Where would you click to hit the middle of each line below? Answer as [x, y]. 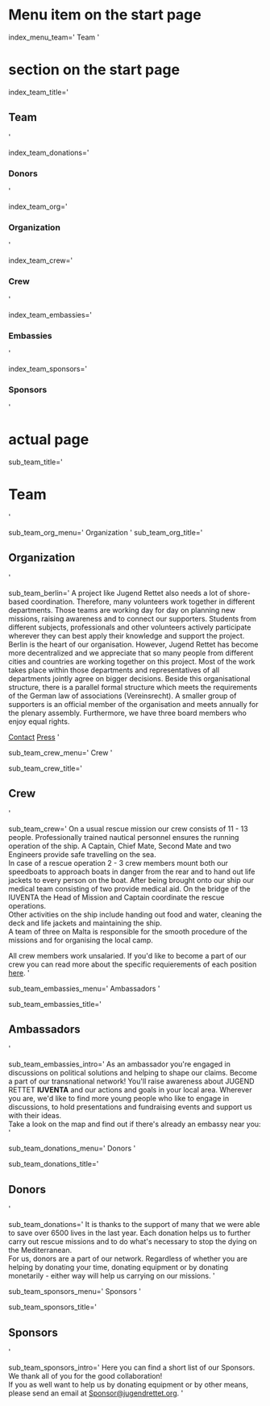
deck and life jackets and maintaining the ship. [85, 923]
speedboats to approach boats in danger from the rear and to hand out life [132, 871]
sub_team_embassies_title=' [55, 1004]
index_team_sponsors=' [48, 368]
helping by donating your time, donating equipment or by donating [118, 1267]
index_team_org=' [38, 206]
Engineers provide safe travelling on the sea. [83, 854]
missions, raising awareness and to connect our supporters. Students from [132, 618]
